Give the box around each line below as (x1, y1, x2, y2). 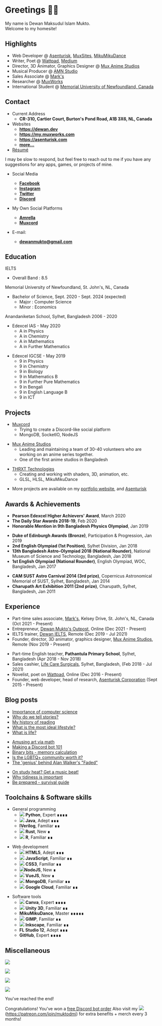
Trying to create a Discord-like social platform (19, 426, 111, 432)
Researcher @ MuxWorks (12, 78, 63, 84)
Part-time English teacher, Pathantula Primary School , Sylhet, (12, 651, 136, 656)
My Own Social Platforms (12, 205, 63, 211)
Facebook (19, 180, 40, 186)
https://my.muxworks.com (19, 131, 75, 137)
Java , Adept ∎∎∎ (25, 818, 59, 824)
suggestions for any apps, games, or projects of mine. (5, 161, 113, 167)
